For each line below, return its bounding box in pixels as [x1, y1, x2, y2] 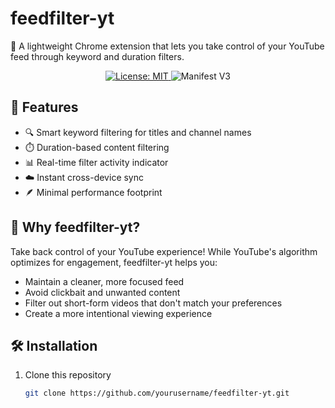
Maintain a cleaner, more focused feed [24, 275, 185, 287]
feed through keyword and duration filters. [10, 50, 185, 62]
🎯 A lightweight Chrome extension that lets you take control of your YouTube [10, 40, 325, 52]
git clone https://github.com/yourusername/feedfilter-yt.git [24, 388, 290, 399]
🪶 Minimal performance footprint [24, 186, 163, 198]
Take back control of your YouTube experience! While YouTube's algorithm [10, 245, 318, 257]
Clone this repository [24, 369, 112, 381]
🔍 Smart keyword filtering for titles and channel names [24, 126, 252, 138]
